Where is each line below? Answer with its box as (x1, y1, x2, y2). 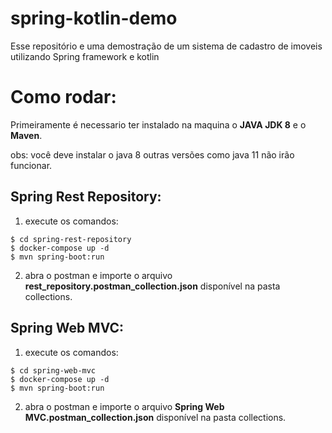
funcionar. (10, 159, 53, 171)
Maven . (10, 129, 43, 141)
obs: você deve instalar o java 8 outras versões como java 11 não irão (10, 148, 295, 161)
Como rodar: (10, 86, 117, 109)
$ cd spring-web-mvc (10, 365, 97, 376)
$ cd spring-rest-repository (10, 234, 132, 244)
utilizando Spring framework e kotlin (10, 50, 160, 62)
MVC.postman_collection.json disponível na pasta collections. (24, 411, 287, 423)
